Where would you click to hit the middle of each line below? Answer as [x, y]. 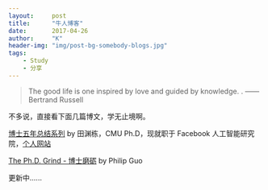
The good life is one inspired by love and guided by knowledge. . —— [144, 91]
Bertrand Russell [56, 99]
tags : [17, 53]
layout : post [38, 16]
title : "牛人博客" [46, 23]
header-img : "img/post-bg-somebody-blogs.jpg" [88, 46]
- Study [36, 61]
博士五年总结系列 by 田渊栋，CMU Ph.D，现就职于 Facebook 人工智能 [124, 133]
